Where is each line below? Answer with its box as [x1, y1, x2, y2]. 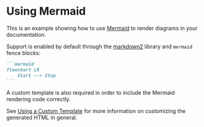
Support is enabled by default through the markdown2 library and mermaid [6, 43, 193, 50]
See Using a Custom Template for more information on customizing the [6, 107, 186, 115]
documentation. [6, 31, 47, 38]
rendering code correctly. [6, 96, 71, 103]
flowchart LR [6, 67, 40, 73]
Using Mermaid [6, 4, 86, 18]
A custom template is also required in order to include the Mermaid [6, 89, 175, 96]
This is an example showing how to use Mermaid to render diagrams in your [6, 24, 198, 32]
